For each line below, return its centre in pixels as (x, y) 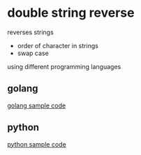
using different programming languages (64, 66)
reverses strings (30, 32)
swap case (33, 53)
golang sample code (37, 105)
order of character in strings (58, 45)
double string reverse (71, 13)
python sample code (37, 144)
